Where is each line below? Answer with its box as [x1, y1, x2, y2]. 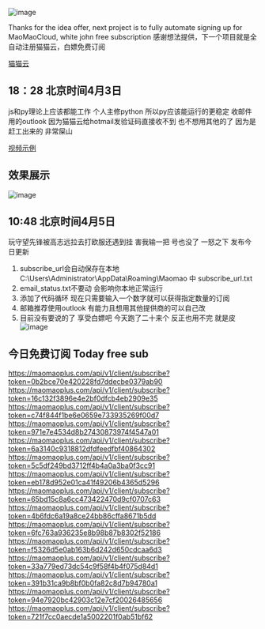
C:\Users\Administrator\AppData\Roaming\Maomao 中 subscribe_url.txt [19, 273, 253, 284]
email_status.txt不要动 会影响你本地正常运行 [19, 284, 164, 293]
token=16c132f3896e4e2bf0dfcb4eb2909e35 [8, 394, 158, 403]
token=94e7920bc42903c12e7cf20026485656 [8, 595, 163, 605]
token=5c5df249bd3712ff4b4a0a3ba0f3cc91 [8, 461, 156, 470]
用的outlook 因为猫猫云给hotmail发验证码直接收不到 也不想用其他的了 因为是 [8, 116, 257, 126]
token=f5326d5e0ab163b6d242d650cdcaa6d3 [8, 545, 162, 555]
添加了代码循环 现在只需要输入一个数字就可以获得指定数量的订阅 [19, 293, 230, 303]
